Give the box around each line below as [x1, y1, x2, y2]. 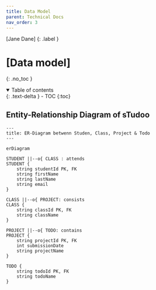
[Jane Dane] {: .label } [6, 36, 59, 43]
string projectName [16, 248, 64, 254]
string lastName [16, 177, 57, 182]
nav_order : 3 [6, 19, 38, 25]
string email [16, 182, 48, 188]
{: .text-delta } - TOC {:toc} [6, 93, 71, 100]
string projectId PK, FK [16, 238, 77, 244]
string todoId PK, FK [16, 268, 69, 275]
